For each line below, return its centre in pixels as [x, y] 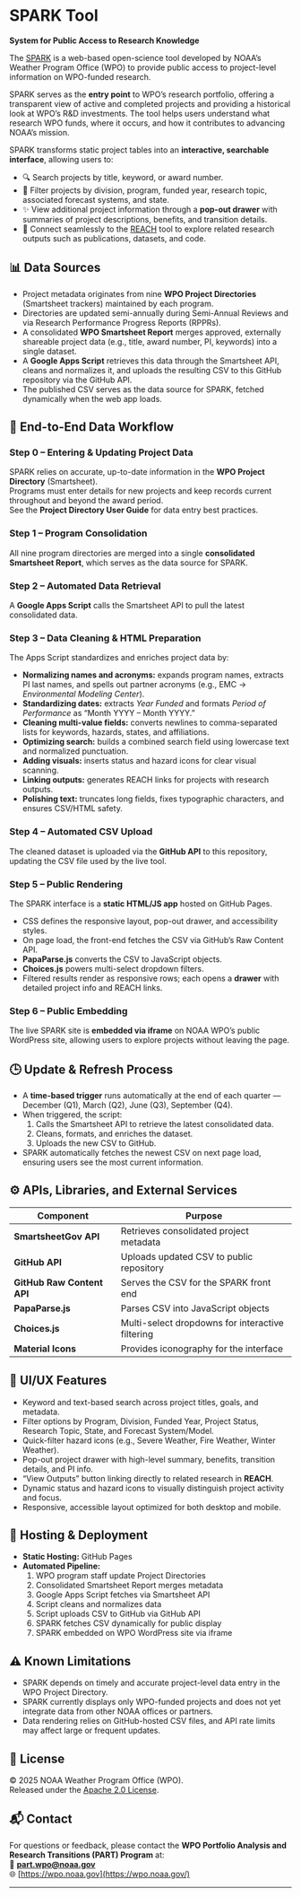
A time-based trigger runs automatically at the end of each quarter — [151, 1096]
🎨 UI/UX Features [58, 1381]
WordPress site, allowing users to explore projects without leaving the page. [149, 1040]
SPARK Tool [54, 16]
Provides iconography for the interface [202, 1349]
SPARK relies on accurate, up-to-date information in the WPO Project [138, 472]
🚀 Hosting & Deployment [79, 1535]
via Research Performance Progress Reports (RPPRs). [121, 322]
